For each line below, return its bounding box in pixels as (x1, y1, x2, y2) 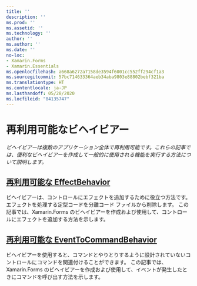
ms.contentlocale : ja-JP (6, 85, 67, 91)
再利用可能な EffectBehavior (6, 177, 111, 187)
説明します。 (16, 158, 47, 165)
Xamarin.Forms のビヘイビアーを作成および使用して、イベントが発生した (6, 266, 183, 273)
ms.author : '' (6, 42, 41, 48)
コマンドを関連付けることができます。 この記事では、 (36, 259, 167, 266)
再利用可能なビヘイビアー (6, 123, 129, 136)
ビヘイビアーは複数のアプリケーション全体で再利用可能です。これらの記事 (6, 143, 186, 150)
